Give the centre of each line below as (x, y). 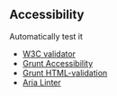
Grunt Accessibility (58, 63)
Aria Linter (41, 82)
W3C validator (49, 54)
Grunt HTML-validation (65, 73)
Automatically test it (46, 36)
